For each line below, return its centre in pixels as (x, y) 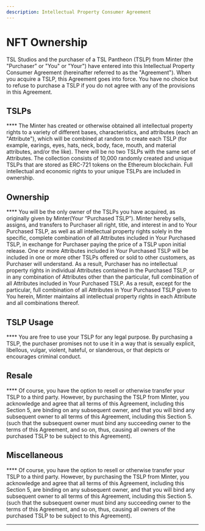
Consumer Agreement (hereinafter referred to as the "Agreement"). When (99, 72)
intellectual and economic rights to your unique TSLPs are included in (94, 171)
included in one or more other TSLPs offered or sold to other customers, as (101, 257)
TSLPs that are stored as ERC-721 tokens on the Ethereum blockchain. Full (100, 165)
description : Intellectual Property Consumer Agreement (79, 12)
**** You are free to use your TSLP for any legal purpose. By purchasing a (100, 337)
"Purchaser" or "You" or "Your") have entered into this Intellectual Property (101, 66)
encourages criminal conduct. (44, 356)
